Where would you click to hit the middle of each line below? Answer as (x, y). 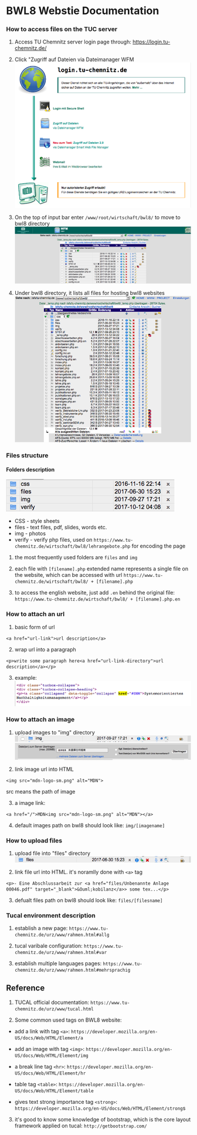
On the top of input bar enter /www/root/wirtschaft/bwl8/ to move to (97, 217)
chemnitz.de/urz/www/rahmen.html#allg (62, 935)
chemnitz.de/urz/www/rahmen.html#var (61, 952)
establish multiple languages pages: (58, 963)
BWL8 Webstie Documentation (83, 11)
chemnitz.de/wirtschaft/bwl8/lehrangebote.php (72, 547)
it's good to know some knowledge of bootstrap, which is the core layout (103, 1119)
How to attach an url (35, 614)
